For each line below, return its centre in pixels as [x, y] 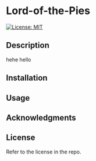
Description [28, 45]
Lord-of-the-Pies [48, 11]
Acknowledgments [41, 117]
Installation [27, 78]
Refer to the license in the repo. [44, 152]
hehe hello [19, 59]
